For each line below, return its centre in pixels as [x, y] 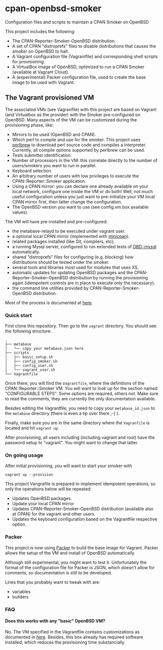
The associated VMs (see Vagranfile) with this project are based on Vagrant [81, 109]
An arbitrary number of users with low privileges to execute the [75, 176]
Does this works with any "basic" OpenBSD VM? [55, 621]
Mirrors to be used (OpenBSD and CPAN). [54, 134]
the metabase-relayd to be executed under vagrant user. [69, 231]
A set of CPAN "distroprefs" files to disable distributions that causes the [84, 46]
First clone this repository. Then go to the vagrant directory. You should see [81, 326]
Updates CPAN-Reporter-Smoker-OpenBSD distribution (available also [83, 509]
